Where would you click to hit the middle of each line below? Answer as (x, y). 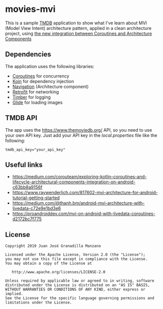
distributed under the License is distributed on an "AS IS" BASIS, (78, 285)
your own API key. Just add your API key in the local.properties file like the (81, 135)
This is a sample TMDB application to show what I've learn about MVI (76, 23)
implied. (14, 294)
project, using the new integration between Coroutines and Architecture (79, 33)
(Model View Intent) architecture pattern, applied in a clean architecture (78, 28)
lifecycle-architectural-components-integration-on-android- (74, 182)
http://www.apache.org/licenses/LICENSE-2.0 (59, 272)
